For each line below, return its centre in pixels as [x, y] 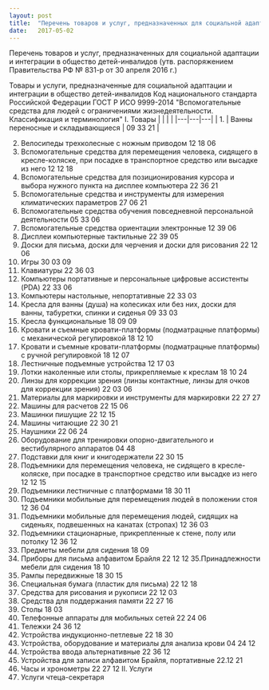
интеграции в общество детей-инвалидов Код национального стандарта [133, 94]
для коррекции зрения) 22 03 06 [76, 389]
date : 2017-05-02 [42, 30]
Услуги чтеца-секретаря [62, 677]
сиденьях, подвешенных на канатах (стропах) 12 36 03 [115, 525]
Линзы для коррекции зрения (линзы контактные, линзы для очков [135, 380]
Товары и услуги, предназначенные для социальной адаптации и [121, 85]
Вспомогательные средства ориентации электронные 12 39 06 [129, 228]
